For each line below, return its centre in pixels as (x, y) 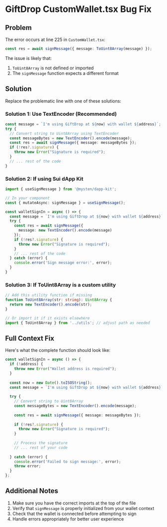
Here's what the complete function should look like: (58, 350)
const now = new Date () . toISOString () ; (51, 383)
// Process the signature (41, 443)
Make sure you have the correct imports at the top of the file (74, 503)
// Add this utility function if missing (49, 295)
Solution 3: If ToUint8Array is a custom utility (61, 284)
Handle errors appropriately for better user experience (68, 519)
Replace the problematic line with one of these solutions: (63, 101)
